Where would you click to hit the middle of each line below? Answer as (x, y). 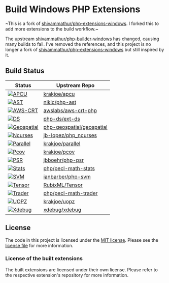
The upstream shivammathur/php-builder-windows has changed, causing (82, 39)
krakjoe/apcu (59, 94)
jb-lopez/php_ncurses (70, 135)
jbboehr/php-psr (64, 160)
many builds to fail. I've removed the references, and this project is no (78, 44)
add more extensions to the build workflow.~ (52, 29)
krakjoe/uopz (59, 201)
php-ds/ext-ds (62, 119)
